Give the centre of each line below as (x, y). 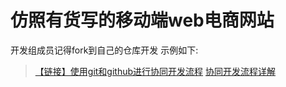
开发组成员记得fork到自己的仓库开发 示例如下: (104, 50)
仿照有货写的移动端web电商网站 (142, 20)
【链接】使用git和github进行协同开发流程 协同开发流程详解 (155, 71)
